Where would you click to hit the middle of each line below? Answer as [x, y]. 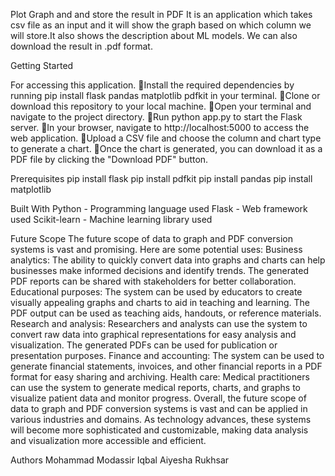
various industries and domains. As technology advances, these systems [161, 419]
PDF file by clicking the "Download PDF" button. [109, 159]
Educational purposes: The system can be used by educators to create [156, 292]
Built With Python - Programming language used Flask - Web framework [159, 208]
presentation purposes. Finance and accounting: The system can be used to [167, 355]
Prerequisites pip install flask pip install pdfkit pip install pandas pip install [161, 178]
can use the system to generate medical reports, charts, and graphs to [155, 387]
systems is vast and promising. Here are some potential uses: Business [156, 249]
